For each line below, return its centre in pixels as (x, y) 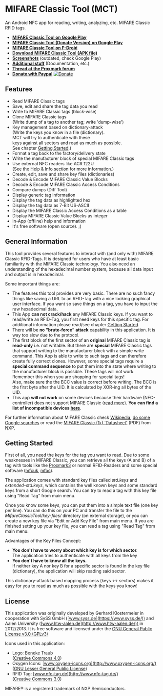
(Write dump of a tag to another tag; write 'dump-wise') (68, 122)
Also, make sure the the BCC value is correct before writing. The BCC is (84, 382)
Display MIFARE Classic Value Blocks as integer (60, 216)
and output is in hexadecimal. (35, 274)
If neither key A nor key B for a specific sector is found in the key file (81, 566)
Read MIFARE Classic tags (38, 101)
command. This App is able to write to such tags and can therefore (79, 356)
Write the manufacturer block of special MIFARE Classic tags (73, 158)
